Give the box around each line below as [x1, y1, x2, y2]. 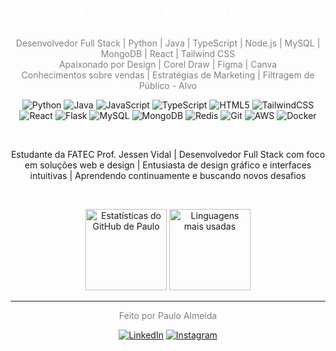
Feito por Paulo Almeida [118, 309, 218, 321]
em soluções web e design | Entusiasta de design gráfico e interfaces [24, 159, 312, 171]
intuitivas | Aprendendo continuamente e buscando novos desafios [29, 169, 307, 181]
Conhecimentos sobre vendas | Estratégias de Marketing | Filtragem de [21, 69, 315, 81]
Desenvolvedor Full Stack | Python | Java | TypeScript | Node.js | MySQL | [15, 37, 321, 49]
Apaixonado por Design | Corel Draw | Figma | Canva [58, 58, 278, 70]
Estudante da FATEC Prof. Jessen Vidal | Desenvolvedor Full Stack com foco [10, 148, 326, 160]
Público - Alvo [138, 79, 198, 91]
